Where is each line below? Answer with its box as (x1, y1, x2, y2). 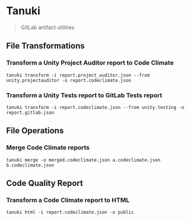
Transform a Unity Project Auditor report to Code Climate (6, 59, 174, 67)
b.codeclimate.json (6, 162, 55, 168)
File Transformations (6, 41, 85, 51)
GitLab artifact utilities (20, 24, 75, 31)
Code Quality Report (6, 178, 83, 188)
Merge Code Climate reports (6, 143, 90, 152)
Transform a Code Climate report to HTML (6, 196, 129, 204)
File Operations (6, 126, 64, 136)
